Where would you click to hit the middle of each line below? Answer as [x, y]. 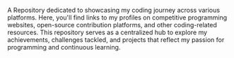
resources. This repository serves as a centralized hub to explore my [107, 32]
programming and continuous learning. [64, 47]
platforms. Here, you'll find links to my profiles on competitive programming [117, 17]
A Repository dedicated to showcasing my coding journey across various [114, 10]
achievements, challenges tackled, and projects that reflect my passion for [116, 40]
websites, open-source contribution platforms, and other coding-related [112, 25]
